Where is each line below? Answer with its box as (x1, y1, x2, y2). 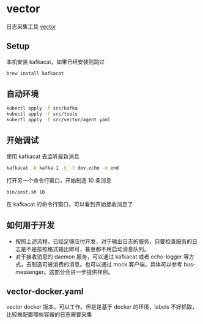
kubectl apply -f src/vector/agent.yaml (6, 117, 111, 123)
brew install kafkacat (6, 70, 64, 77)
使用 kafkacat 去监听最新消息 (6, 153, 79, 160)
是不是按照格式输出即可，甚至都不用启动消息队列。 (20, 245, 150, 252)
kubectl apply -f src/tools (6, 111, 78, 118)
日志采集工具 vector (6, 23, 56, 30)
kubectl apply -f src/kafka (6, 105, 78, 111)
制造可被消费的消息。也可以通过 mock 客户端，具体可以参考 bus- (31, 260, 196, 268)
